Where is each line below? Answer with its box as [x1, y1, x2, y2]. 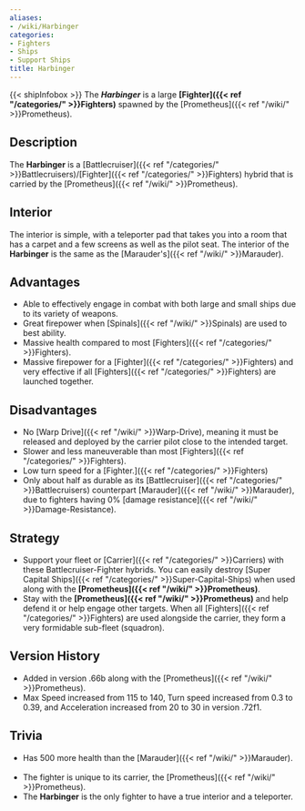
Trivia [9, 728, 43, 744]
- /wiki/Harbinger [9, 22, 79, 31]
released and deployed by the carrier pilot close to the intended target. [22, 436, 289, 447]
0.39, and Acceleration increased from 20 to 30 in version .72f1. [22, 702, 262, 713]
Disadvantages [9, 402, 97, 418]
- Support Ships [9, 56, 71, 65]
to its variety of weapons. [22, 309, 118, 319]
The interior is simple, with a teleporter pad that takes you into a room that [9, 228, 288, 239]
